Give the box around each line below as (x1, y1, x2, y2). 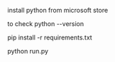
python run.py (7, 47, 48, 55)
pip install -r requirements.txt (7, 33, 92, 42)
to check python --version (7, 20, 84, 27)
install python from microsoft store (7, 6, 109, 14)
